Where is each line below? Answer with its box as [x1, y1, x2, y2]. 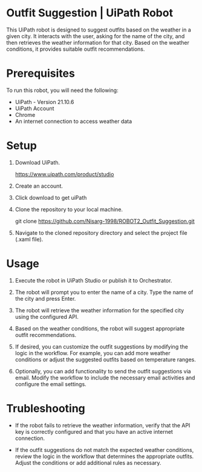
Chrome [15, 111, 36, 118]
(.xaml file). [15, 235, 44, 243]
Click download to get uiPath [15, 194, 87, 201]
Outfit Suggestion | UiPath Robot [6, 6, 174, 20]
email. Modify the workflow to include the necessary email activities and [15, 374, 195, 381]
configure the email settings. [15, 380, 86, 387]
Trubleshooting [6, 401, 86, 415]
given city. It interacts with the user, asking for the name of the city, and [6, 32, 185, 39]
